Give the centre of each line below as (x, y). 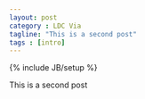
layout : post (33, 17)
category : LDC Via (45, 26)
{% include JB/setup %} (53, 68)
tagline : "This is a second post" (73, 34)
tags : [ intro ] (37, 42)
